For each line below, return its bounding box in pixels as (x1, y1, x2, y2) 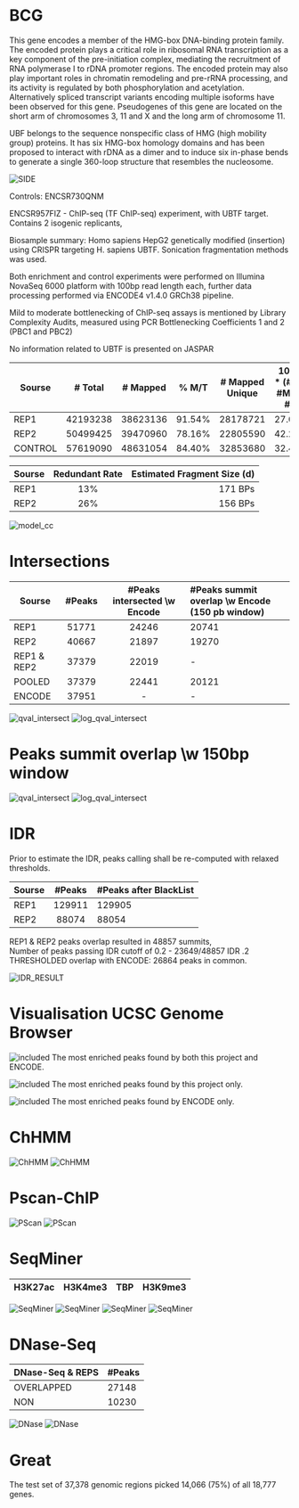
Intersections (9, 552, 110, 571)
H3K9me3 (141, 1281, 187, 1293)
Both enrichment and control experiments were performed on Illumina (9, 271, 265, 282)
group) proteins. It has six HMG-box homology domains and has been (9, 137, 265, 148)
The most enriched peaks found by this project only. (52, 1078, 243, 1089)
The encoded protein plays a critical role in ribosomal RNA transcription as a (9, 44, 289, 54)
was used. (9, 253, 47, 264)
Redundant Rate (53, 467, 123, 479)
